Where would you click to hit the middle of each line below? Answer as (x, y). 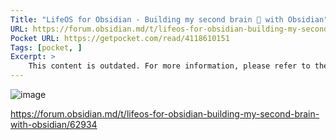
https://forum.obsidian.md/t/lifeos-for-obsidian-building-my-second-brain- (165, 114)
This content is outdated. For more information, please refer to (169, 66)
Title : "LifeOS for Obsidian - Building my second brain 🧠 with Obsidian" (169, 19)
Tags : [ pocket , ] (46, 47)
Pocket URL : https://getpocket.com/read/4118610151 (120, 38)
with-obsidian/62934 (54, 124)
